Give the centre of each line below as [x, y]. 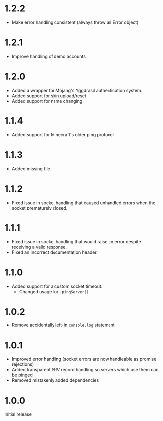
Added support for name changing [47, 101]
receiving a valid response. [39, 247]
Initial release [18, 414]
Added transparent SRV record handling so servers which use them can [85, 370]
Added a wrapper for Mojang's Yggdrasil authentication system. [77, 90]
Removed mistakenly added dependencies [55, 380]
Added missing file [31, 168]
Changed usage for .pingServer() [54, 291]
